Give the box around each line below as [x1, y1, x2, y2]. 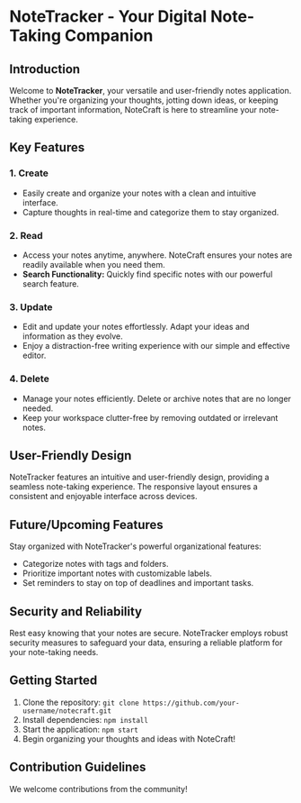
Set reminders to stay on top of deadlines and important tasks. [22, 578, 254, 589]
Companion [64, 25, 154, 46]
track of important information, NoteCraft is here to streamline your [9, 105, 258, 114]
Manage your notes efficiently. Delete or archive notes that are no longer [22, 393, 292, 404]
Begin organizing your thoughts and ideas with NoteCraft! [22, 733, 236, 744]
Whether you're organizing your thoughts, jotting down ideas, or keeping [9, 95, 279, 105]
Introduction [9, 61, 81, 77]
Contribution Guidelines [9, 760, 146, 775]
